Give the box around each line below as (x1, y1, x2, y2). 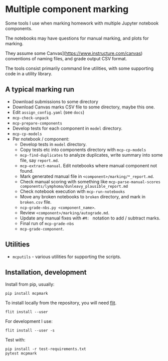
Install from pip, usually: (5, 281, 55, 287)
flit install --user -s (5, 328, 55, 333)
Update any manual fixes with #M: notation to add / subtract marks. (20, 215, 160, 221)
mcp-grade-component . (20, 225, 64, 231)
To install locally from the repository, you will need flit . (5, 300, 117, 306)
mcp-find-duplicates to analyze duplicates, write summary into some (20, 152, 163, 158)
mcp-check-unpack (12, 115, 49, 121)
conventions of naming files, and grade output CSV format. (5, 55, 127, 61)
